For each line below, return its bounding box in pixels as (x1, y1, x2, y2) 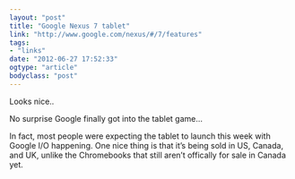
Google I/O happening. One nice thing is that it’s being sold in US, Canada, (9, 140, 284, 150)
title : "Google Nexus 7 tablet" (9, 21, 130, 30)
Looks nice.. (9, 96, 55, 107)
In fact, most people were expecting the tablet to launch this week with (9, 131, 271, 141)
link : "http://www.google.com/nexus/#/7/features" (9, 30, 203, 38)
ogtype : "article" (9, 64, 78, 72)
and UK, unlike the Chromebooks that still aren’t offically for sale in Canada (9, 149, 287, 160)
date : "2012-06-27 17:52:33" (9, 55, 118, 64)
